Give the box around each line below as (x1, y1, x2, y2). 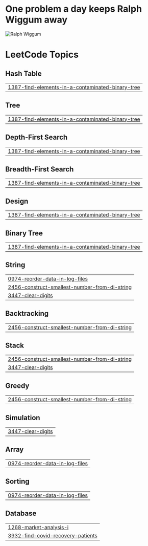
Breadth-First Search (5, 165, 74, 173)
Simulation (5, 413, 40, 422)
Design (5, 196, 29, 205)
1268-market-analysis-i (8, 523, 69, 531)
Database (5, 509, 37, 518)
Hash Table (5, 69, 42, 78)
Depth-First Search (5, 133, 68, 142)
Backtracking (5, 309, 49, 318)
